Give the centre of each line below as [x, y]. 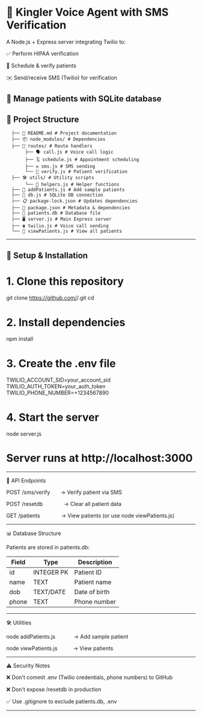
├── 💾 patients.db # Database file [56, 213]
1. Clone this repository [65, 281]
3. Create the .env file [61, 363]
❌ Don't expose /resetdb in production [54, 689]
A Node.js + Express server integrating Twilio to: [66, 42]
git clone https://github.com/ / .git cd [50, 298]
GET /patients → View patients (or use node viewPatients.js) [90, 516]
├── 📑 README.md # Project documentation [64, 133]
